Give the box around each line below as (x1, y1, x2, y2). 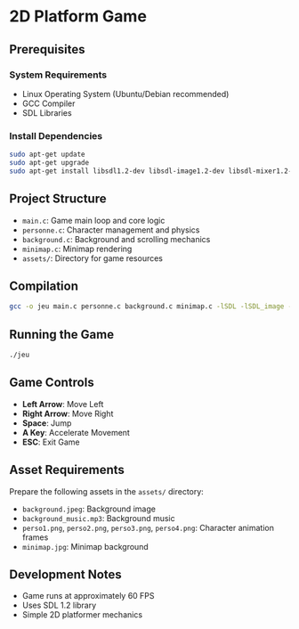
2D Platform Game (9, 6, 147, 27)
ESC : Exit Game (21, 437, 80, 447)
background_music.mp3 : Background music (21, 512, 175, 523)
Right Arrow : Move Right (21, 408, 114, 419)
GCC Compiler (21, 98, 76, 109)
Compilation (9, 279, 78, 293)
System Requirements (9, 69, 108, 81)
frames (21, 532, 49, 543)
